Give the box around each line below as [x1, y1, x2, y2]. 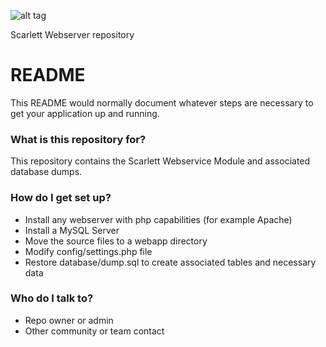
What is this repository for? [10, 132, 147, 146]
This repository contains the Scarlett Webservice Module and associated [10, 155, 311, 167]
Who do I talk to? [10, 291, 94, 305]
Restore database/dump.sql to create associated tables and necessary [24, 256, 317, 268]
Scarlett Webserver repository [10, 29, 135, 40]
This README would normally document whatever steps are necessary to [10, 96, 314, 109]
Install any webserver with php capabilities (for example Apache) [24, 213, 293, 225]
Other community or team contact [24, 325, 165, 337]
